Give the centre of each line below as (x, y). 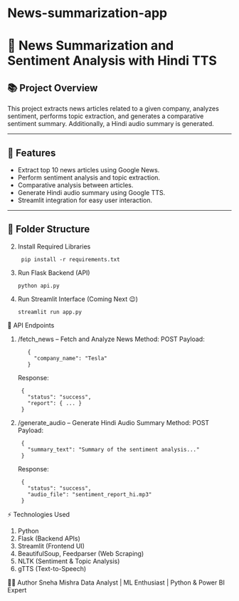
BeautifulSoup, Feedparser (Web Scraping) (81, 553)
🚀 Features (32, 153)
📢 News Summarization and (91, 46)
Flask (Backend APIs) (49, 538)
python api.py (38, 286)
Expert (17, 590)
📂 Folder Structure (49, 229)
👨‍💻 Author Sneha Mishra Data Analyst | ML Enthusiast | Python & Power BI (116, 582)
